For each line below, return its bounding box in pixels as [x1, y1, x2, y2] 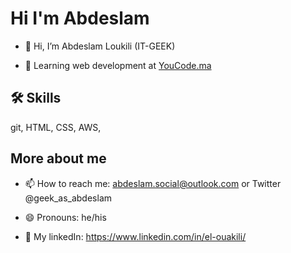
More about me [10, 150, 107, 167]
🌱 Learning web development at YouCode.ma [24, 59, 212, 71]
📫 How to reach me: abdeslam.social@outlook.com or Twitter [24, 177, 282, 189]
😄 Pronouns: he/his [24, 211, 107, 223]
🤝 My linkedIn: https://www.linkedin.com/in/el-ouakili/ [24, 230, 247, 242]
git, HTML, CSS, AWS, [10, 121, 102, 133]
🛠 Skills [10, 90, 62, 107]
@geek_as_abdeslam [24, 192, 113, 204]
